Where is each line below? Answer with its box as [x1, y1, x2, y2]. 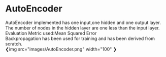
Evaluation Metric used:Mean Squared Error [5, 30, 97, 36]
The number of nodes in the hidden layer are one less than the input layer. [5, 24, 160, 30]
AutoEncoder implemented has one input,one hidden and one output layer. [5, 19, 161, 25]
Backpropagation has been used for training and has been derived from [5, 35, 155, 41]
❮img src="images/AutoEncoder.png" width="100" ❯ [5, 46, 117, 52]
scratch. [5, 40, 23, 46]
